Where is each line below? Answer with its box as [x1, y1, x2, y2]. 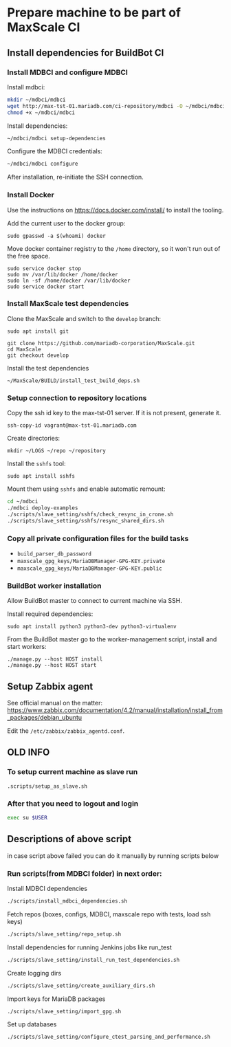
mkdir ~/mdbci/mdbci [7, 96, 67, 103]
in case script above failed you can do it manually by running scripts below [7, 851, 219, 860]
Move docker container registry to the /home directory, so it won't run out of [7, 244, 221, 252]
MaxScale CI [7, 19, 80, 35]
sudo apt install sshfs [7, 473, 76, 480]
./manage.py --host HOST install [7, 656, 103, 663]
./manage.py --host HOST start [7, 662, 97, 669]
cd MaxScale [7, 346, 41, 353]
